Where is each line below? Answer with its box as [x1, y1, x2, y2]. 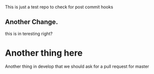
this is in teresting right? [5, 31, 53, 37]
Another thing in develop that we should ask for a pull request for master [5, 63, 149, 69]
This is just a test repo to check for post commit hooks [5, 4, 113, 10]
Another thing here [5, 48, 83, 58]
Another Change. [5, 18, 58, 26]
